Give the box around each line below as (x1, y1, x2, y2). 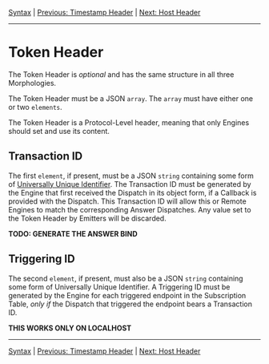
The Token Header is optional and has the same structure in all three (8, 69, 235, 79)
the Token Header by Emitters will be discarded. (8, 213, 167, 223)
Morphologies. (8, 78, 57, 87)
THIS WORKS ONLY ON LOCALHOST (8, 323, 132, 333)
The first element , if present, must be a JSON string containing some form (8, 171, 254, 180)
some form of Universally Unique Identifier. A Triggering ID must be (8, 281, 231, 292)
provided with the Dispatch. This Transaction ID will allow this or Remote (8, 196, 247, 206)
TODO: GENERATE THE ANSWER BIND (8, 229, 138, 238)
